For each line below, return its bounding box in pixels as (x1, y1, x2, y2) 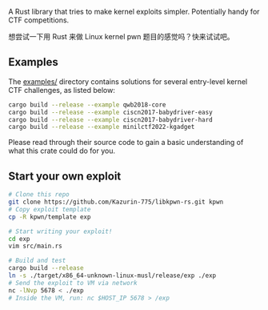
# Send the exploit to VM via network (8, 279, 138, 287)
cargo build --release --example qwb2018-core (8, 100, 166, 109)
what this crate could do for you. (8, 146, 116, 155)
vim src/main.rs (8, 242, 62, 251)
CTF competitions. (8, 15, 70, 25)
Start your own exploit (8, 169, 122, 183)
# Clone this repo (8, 191, 70, 199)
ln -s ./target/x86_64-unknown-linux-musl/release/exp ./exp (8, 272, 217, 280)
